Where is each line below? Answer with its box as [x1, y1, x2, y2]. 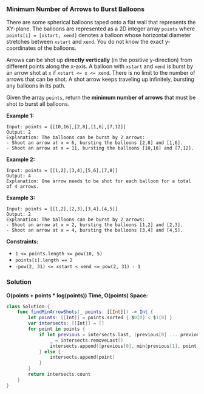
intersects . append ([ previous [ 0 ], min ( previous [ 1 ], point [49, 343, 197, 349]
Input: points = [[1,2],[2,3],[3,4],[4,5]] [6, 206, 118, 212]
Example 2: [6, 156, 35, 163]
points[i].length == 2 [15, 257, 73, 263]
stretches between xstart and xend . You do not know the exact [6, 38, 164, 46]
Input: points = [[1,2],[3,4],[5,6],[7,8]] [6, 168, 118, 174]
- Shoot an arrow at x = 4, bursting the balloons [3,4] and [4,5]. [6, 227, 183, 233]
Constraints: [6, 238, 39, 245]
